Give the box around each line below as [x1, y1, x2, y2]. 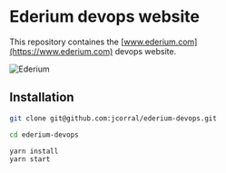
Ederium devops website [9, 6, 200, 27]
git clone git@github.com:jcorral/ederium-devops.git [9, 113, 218, 123]
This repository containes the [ [9, 36, 124, 47]
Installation [9, 90, 74, 105]
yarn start [9, 155, 51, 164]
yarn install [9, 147, 59, 156]
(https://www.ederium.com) [9, 45, 113, 56]
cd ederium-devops [9, 130, 79, 139]
